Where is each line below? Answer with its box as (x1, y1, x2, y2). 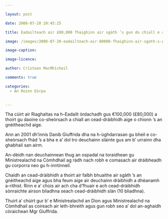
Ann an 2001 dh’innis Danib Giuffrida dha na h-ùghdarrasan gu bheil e (5, 131, 149, 137)
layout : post (5, 11, 32, 16)
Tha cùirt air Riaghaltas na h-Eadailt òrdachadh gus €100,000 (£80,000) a (5, 111, 157, 117)
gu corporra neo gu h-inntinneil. (5, 162, 71, 168)
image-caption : (5, 48, 37, 53)
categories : (5, 83, 30, 89)
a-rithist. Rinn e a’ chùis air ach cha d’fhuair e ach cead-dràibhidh (5, 183, 140, 189)
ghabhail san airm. (5, 142, 43, 148)
